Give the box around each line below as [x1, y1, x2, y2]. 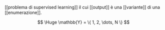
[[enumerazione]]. [4, 9, 42, 15]
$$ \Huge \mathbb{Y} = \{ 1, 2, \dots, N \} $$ [37, 19, 130, 25]
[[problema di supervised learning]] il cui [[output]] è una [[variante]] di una [4, 4, 160, 10]
